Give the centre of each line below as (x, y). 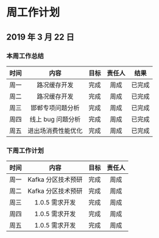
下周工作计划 (25, 150)
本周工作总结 (25, 56)
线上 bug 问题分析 (55, 119)
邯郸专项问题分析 (55, 107)
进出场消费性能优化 (55, 131)
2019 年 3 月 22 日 (40, 37)
